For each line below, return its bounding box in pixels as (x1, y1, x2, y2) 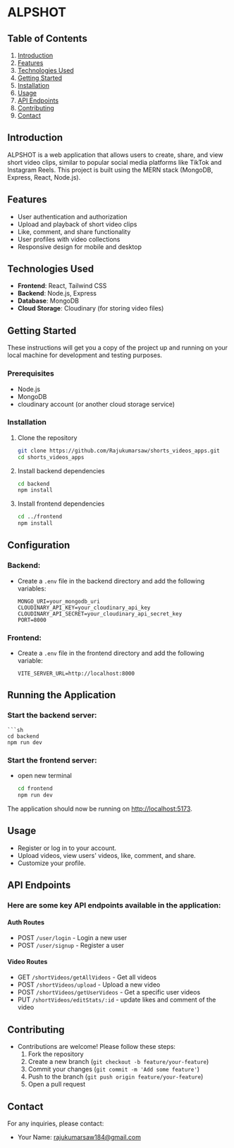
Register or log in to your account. (17, 843, 117, 852)
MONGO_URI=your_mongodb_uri (17, 598, 100, 605)
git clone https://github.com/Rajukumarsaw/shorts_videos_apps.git (17, 447, 220, 454)
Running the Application (7, 689, 116, 701)
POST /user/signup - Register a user (17, 941, 125, 950)
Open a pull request (27, 1080, 86, 1089)
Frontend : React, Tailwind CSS (17, 282, 107, 290)
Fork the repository (27, 1050, 84, 1058)
